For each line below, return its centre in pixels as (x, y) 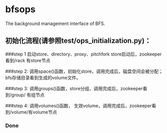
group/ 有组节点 (28, 95)
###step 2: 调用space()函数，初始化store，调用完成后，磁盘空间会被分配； (84, 71)
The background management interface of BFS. (55, 23)
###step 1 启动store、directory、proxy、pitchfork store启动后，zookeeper (83, 54)
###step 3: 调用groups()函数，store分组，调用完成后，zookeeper (74, 88)
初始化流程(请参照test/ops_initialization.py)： (78, 41)
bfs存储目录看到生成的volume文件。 (43, 77)
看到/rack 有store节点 (28, 60)
